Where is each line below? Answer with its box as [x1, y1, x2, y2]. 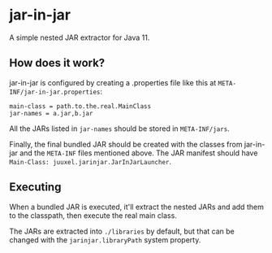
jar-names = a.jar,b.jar [9, 109, 93, 117]
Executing [9, 181, 62, 194]
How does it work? [9, 56, 106, 70]
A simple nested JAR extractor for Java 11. [9, 33, 150, 42]
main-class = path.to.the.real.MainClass [9, 102, 152, 111]
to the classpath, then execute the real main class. [9, 210, 177, 220]
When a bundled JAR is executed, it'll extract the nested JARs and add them [9, 202, 265, 212]
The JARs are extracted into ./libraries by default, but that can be [9, 226, 235, 236]
